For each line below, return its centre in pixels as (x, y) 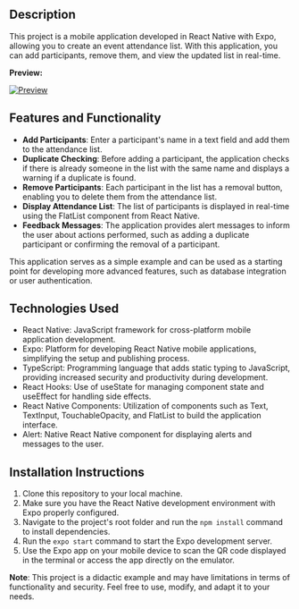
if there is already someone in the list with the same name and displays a (156, 168)
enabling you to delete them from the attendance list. (119, 197)
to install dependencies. (66, 532)
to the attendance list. (62, 149)
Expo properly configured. (71, 512)
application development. (69, 340)
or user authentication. (51, 280)
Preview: (26, 72)
